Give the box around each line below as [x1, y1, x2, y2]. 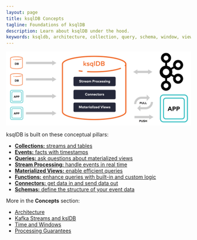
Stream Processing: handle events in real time [14, 161, 128, 168]
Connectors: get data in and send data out [14, 179, 118, 187]
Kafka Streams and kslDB [14, 214, 76, 222]
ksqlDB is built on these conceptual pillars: [6, 131, 109, 138]
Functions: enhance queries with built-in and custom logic [14, 173, 157, 180]
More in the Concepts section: [6, 197, 80, 204]
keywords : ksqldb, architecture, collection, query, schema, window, [6, 34, 180, 40]
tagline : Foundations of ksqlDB [6, 22, 85, 28]
